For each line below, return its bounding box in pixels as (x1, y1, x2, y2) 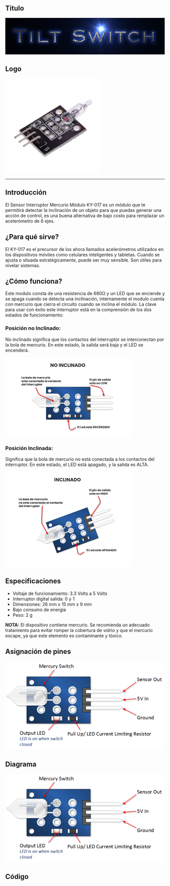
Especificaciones (5, 577, 61, 586)
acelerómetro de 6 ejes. (5, 218, 55, 224)
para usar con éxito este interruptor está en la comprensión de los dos (5, 307, 152, 313)
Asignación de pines (5, 647, 71, 656)
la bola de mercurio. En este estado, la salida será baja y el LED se (5, 341, 143, 347)
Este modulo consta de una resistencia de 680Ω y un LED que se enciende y (5, 291, 165, 297)
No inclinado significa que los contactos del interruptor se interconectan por (5, 336, 164, 342)
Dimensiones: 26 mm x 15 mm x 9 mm (12, 601, 92, 607)
